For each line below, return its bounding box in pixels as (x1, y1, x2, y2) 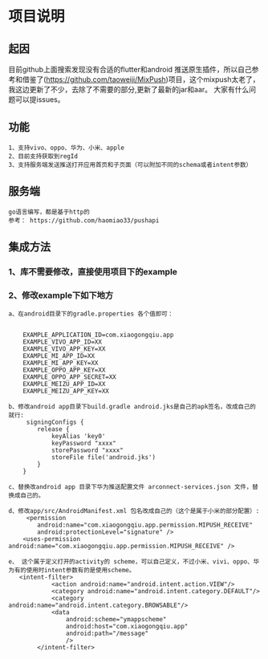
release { (37, 425, 70, 433)
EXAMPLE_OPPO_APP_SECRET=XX (22, 373, 116, 381)
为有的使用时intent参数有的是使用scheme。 (8, 567, 136, 575)
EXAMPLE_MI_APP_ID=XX (22, 352, 95, 360)
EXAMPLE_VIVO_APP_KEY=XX (22, 345, 106, 353)
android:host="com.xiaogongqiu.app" (65, 623, 189, 631)
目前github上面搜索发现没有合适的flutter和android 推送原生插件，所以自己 (8, 65, 253, 74)
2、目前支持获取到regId (8, 152, 79, 161)
